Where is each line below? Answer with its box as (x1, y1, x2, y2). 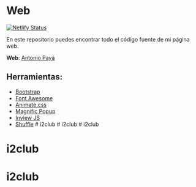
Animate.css (15, 101, 47, 108)
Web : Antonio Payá (6, 54, 55, 61)
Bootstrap (15, 88, 40, 95)
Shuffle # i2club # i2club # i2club (15, 120, 99, 128)
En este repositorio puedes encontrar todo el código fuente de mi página (6, 35, 190, 43)
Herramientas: (6, 71, 63, 82)
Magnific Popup (15, 108, 56, 115)
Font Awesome (15, 94, 53, 101)
